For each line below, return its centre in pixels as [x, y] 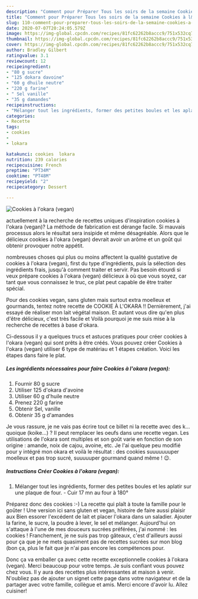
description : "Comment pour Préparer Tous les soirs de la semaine [91, 12]
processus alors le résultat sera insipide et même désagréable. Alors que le [98, 233]
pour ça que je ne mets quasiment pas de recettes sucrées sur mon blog [94, 542]
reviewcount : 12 [26, 61]
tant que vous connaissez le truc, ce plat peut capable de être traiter [89, 282]
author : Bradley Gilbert [37, 50]
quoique [16, 432]
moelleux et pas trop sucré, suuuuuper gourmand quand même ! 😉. [88, 458]
